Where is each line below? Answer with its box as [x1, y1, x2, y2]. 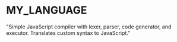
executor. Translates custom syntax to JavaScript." [6, 29, 131, 36]
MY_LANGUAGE [6, 4, 87, 17]
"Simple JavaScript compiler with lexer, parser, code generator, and [6, 23, 172, 30]
